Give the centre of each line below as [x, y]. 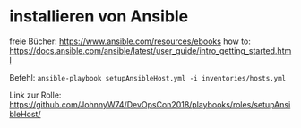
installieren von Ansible [99, 17]
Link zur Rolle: [35, 95]
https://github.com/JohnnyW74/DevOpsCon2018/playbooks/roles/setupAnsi [150, 104]
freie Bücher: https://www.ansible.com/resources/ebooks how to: [130, 41]
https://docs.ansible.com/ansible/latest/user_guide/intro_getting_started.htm [150, 50]
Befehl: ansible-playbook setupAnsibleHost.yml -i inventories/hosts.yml [148, 77]
